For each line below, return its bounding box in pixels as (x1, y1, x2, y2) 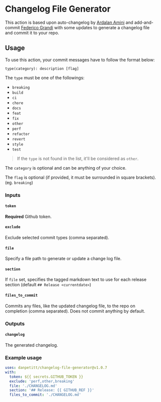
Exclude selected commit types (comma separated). (5, 235, 110, 241)
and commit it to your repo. (5, 30, 59, 35)
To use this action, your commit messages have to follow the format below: (5, 57, 155, 63)
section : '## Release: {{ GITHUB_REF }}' (9, 388, 95, 393)
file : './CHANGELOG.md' (9, 383, 57, 388)
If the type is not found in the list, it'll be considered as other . (16, 156, 139, 161)
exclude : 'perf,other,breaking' (9, 379, 75, 384)
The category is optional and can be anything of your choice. (5, 165, 127, 171)
